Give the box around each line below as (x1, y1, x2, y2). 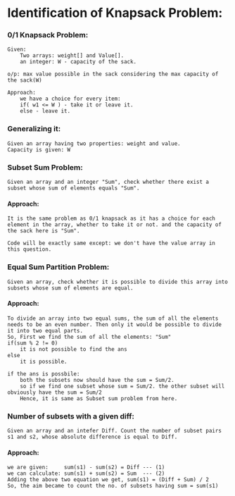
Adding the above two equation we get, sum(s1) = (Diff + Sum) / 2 (7, 476, 210, 483)
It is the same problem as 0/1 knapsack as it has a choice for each (7, 215, 216, 223)
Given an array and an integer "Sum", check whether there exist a (7, 178, 210, 186)
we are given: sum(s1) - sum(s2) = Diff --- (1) (7, 464, 165, 471)
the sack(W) (7, 77, 42, 84)
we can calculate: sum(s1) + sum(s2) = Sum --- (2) (7, 470, 165, 477)
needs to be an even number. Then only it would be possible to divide (7, 321, 222, 328)
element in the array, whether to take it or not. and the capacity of (7, 221, 222, 228)
